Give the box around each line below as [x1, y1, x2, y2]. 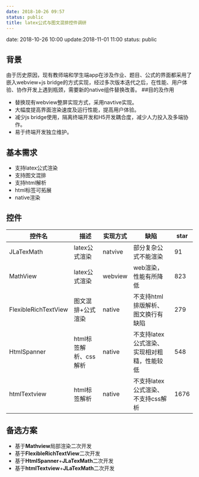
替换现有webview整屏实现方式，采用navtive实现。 [14, 99, 137, 106]
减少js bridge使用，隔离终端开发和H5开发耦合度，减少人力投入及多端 [14, 114, 184, 121]
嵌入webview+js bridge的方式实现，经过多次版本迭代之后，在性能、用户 [6, 79, 182, 86]
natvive [102, 247, 123, 255]
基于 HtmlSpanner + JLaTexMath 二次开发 [14, 457, 114, 464]
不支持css [133, 395, 161, 403]
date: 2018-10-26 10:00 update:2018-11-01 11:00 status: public [6, 36, 157, 43]
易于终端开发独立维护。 [14, 129, 72, 136]
